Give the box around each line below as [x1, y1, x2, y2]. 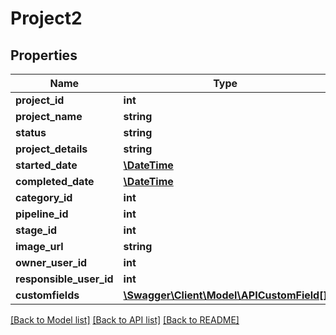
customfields [15, 288, 80, 302]
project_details [15, 142, 88, 156]
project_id [15, 93, 65, 107]
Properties [10, 47, 78, 64]
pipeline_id [15, 207, 69, 221]
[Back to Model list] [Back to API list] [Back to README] [10, 314, 240, 326]
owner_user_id [15, 256, 88, 269]
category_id [15, 191, 73, 204]
